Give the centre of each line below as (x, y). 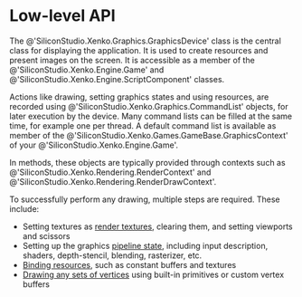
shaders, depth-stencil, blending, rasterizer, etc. (112, 255)
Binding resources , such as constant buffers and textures (129, 264)
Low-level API (62, 16)
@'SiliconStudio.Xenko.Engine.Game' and (87, 70)
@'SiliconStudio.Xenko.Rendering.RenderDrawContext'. (113, 181)
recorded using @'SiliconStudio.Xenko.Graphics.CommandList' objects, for (149, 106)
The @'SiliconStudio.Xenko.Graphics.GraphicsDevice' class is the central (146, 41)
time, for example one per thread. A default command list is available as (143, 125)
